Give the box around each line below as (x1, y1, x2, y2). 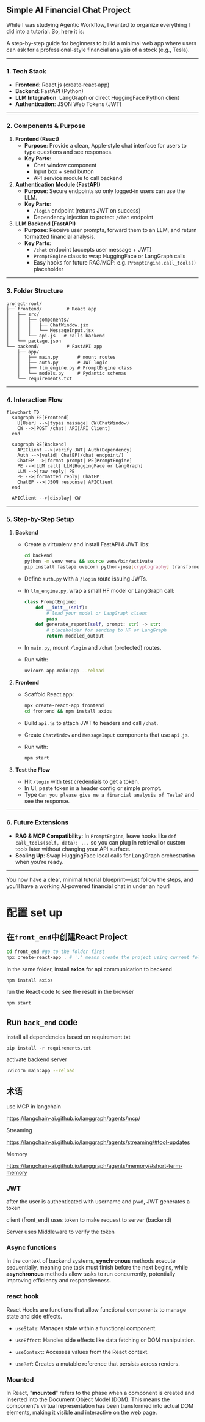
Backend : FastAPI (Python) (15, 88, 84, 95)
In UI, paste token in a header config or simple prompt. (24, 784, 162, 792)
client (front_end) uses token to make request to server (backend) (6, 1216, 172, 1224)
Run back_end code (6, 1017, 78, 1028)
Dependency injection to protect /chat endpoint (33, 214, 154, 221)
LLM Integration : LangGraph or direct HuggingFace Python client (15, 94, 180, 102)
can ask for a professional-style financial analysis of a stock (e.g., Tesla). (6, 46, 190, 53)
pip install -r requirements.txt (6, 1045, 92, 1051)
